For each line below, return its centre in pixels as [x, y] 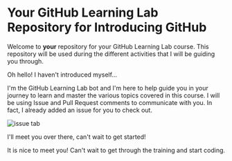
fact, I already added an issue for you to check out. [80, 110]
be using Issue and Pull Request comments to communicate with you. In [110, 102]
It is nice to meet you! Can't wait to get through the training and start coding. [116, 150]
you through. [25, 61]
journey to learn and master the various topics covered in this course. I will [114, 95]
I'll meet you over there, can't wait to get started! [77, 137]
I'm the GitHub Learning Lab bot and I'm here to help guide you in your [108, 88]
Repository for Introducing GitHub [107, 27]
